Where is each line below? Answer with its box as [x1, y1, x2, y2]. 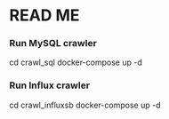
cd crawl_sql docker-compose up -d [9, 57, 142, 67]
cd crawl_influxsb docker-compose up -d [9, 99, 161, 110]
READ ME [9, 5, 80, 26]
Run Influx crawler [9, 79, 91, 91]
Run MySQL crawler [9, 37, 98, 50]
